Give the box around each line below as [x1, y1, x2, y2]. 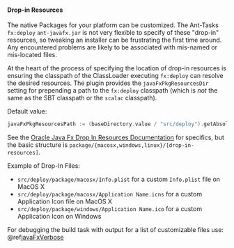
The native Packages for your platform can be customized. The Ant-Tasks [7, 21, 219, 29]
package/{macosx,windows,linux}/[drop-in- [69, 142, 194, 149]
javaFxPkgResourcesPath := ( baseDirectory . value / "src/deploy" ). [7, 121, 204, 128]
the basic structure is [7, 141, 68, 149]
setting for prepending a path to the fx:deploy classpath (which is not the [7, 86, 218, 95]
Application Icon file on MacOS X [17, 197, 113, 206]
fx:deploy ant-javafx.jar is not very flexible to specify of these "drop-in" [7, 29, 219, 37]
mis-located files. [7, 51, 57, 59]
